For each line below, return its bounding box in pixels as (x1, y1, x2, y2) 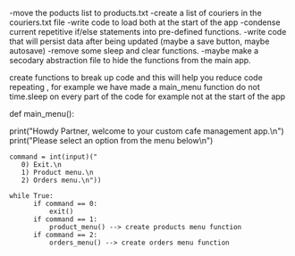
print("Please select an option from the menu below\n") (9, 136, 214, 145)
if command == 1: (32, 215, 98, 224)
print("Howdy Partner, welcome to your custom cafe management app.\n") (9, 126, 284, 136)
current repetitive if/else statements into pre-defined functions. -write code (9, 27, 287, 37)
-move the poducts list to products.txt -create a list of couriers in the (9, 8, 262, 18)
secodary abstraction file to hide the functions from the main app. (9, 55, 252, 65)
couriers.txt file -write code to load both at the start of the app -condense (9, 17, 281, 28)
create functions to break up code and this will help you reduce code (9, 72, 264, 83)
